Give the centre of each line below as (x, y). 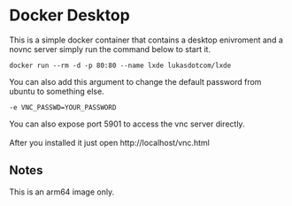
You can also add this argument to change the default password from (135, 81)
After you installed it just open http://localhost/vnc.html (109, 142)
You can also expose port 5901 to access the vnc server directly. (127, 124)
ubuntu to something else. (57, 91)
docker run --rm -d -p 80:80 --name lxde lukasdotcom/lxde (120, 65)
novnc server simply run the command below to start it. (110, 49)
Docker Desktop (69, 15)
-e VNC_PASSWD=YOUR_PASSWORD (63, 107)
